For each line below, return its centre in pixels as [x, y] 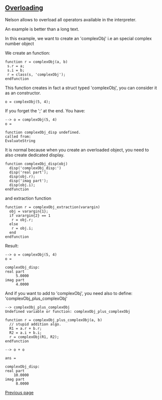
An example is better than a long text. [42, 29]
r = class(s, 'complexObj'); [36, 75]
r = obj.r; [22, 220]
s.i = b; [16, 70]
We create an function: [28, 53]
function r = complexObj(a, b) [36, 62]
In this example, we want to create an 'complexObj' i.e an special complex [78, 38]
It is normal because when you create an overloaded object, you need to [77, 150]
